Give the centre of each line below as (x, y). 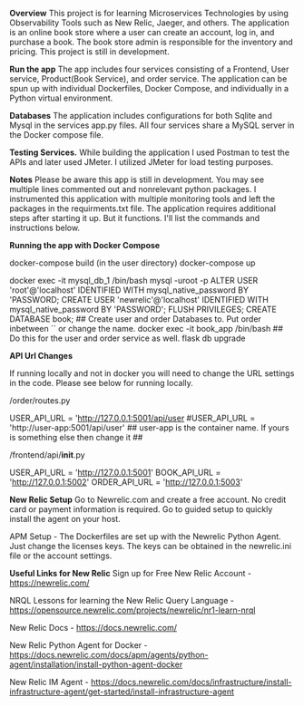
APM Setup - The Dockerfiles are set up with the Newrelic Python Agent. (145, 537)
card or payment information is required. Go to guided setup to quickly (141, 509)
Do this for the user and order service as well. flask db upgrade (127, 338)
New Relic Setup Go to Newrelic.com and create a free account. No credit (148, 499)
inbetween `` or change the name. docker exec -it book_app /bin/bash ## (147, 329)
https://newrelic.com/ (49, 583)
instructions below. (44, 227)
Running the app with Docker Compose (85, 245)
